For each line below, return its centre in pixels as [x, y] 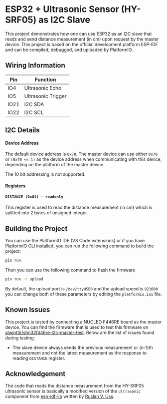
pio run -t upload [24, 279]
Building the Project [36, 229]
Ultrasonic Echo [43, 88]
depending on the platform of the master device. [55, 165]
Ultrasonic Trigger [45, 96]
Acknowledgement [35, 374]
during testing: [20, 338]
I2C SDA [34, 104]
